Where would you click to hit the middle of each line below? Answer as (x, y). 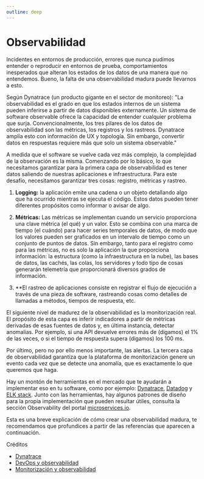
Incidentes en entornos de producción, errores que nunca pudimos (90, 59)
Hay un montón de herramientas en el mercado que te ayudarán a (89, 381)
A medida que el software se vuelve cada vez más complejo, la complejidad (101, 154)
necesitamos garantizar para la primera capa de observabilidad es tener (97, 167)
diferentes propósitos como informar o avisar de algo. (83, 205)
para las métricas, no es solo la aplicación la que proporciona (92, 250)
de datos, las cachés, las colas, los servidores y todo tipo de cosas (99, 262)
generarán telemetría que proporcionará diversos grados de (90, 269)
